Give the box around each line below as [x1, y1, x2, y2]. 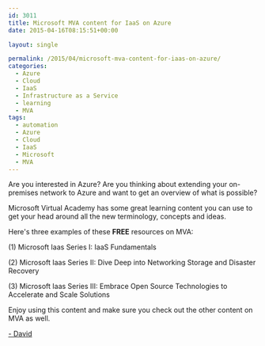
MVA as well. [8, 314, 51, 323]
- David [8, 329, 32, 339]
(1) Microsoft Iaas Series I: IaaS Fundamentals [8, 242, 157, 252]
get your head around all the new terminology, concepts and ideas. [8, 211, 227, 222]
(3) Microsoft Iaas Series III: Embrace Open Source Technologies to [8, 282, 228, 291]
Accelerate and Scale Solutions [8, 290, 111, 299]
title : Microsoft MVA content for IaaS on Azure [8, 19, 172, 27]
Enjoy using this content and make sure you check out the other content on [8, 306, 253, 315]
